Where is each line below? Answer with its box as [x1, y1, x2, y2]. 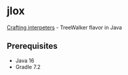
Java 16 [15, 57, 35, 64]
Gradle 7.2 [15, 63, 41, 70]
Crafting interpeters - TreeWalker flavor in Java [7, 24, 123, 31]
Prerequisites [7, 41, 58, 51]
